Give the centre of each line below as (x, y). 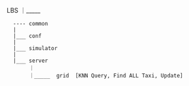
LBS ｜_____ (23, 10)
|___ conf (27, 36)
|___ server (31, 61)
